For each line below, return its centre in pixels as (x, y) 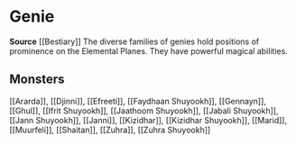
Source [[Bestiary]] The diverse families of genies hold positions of (134, 41)
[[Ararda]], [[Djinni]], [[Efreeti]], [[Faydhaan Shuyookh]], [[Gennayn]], (138, 101)
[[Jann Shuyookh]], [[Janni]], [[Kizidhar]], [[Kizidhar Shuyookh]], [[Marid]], (148, 120)
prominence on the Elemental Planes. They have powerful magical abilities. (149, 50)
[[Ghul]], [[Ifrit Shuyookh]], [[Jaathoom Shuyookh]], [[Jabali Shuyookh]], (144, 111)
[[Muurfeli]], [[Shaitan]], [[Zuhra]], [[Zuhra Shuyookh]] (110, 130)
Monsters (37, 80)
